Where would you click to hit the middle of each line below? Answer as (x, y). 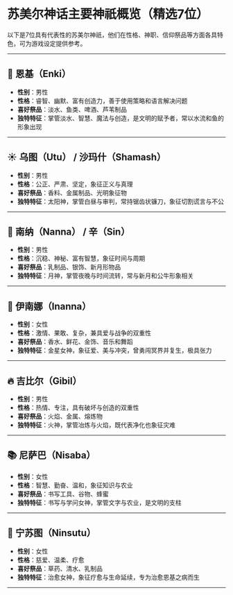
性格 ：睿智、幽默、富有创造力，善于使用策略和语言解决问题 (102, 101)
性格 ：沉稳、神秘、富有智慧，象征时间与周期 (81, 258)
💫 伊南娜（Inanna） (49, 306)
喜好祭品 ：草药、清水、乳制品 (60, 568)
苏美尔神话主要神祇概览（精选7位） (108, 14)
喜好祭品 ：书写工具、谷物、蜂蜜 (63, 494)
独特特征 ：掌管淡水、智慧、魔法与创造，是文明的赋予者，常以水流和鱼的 (120, 118)
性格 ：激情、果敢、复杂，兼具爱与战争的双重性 (84, 333)
